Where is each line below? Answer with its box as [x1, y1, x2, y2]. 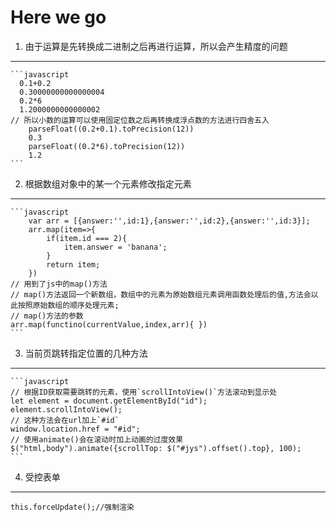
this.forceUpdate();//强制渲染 [10, 502, 135, 512]
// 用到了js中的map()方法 [10, 279, 108, 289]
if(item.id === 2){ [46, 233, 128, 243]
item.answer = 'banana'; [63, 242, 168, 252]
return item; [46, 259, 101, 270]
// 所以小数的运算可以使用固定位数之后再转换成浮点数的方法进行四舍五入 [10, 115, 270, 125]
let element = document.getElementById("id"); [10, 396, 208, 406]
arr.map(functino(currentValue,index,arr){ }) [10, 319, 208, 330]
